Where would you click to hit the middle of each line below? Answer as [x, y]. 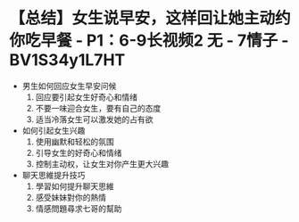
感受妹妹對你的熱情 [71, 197]
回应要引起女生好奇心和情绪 [87, 97]
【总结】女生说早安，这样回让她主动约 [150, 18]
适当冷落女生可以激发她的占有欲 [94, 119]
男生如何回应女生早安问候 [69, 86]
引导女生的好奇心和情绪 [79, 152]
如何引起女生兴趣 [54, 130]
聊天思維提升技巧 [54, 175]
